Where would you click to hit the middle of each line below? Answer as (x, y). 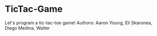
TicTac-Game (34, 9)
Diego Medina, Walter (27, 28)
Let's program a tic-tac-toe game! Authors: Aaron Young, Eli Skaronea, (78, 23)
